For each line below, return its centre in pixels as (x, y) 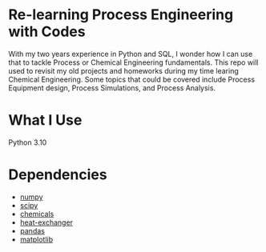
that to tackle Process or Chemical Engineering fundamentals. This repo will (133, 62)
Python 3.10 (28, 142)
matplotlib (36, 239)
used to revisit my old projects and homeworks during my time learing (123, 70)
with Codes (47, 32)
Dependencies (58, 175)
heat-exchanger (46, 222)
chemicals (37, 214)
